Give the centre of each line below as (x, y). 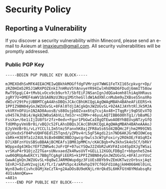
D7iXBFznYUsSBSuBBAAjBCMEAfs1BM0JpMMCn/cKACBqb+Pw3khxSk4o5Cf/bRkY (79, 142)
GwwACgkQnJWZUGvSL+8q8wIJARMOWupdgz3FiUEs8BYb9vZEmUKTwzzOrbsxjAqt (79, 160)
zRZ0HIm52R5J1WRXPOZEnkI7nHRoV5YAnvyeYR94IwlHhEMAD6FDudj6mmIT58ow (79, 89)
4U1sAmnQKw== (19, 174)
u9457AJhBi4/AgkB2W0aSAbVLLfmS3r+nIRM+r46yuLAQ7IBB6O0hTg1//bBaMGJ (79, 115)
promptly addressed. (27, 51)
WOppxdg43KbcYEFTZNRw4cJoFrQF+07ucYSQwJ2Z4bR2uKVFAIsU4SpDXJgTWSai (79, 147)
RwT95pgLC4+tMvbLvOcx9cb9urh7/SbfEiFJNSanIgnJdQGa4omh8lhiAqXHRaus (79, 93)
